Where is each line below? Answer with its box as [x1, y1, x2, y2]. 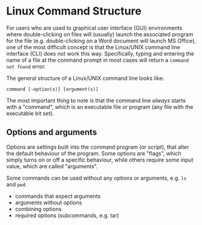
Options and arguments [6, 127, 97, 137]
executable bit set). [6, 109, 54, 117]
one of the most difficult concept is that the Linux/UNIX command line [6, 44, 180, 51]
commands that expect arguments [15, 192, 101, 200]
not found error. [6, 62, 46, 70]
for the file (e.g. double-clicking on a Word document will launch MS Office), [6, 37, 197, 44]
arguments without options [15, 198, 82, 206]
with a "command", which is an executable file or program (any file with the [6, 103, 194, 110]
